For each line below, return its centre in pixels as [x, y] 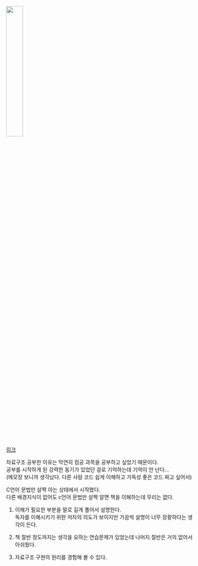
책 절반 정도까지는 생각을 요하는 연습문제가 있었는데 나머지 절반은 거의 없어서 [104, 537]
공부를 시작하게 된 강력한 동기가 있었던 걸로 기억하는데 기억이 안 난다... [88, 469]
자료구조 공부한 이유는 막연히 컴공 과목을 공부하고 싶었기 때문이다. [82, 462]
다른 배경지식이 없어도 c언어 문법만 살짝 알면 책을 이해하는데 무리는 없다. [90, 497]
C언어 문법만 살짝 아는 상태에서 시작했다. [53, 490]
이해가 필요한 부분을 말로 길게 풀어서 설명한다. [68, 510]
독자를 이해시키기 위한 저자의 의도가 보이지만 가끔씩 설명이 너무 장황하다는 [100, 517]
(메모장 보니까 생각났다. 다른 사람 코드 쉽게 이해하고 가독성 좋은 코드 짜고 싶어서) [99, 477]
